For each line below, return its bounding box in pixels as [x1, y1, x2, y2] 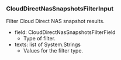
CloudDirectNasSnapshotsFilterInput [6, 5, 114, 13]
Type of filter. [23, 35, 56, 42]
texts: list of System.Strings [14, 41, 81, 48]
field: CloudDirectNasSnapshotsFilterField [14, 29, 116, 36]
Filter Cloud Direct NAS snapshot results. [6, 18, 105, 25]
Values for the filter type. [23, 47, 84, 54]
